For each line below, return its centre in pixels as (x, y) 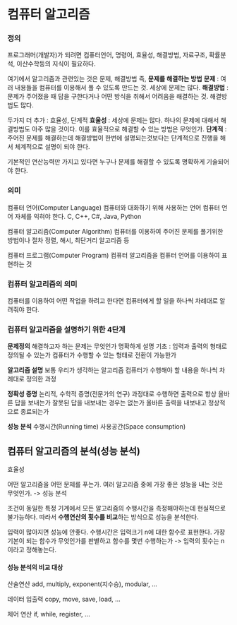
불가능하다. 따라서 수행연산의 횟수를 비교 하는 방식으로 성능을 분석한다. (103, 517)
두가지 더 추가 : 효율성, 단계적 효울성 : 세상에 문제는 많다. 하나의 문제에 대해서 (113, 120)
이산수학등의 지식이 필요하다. (56, 64)
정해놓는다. (41, 550)
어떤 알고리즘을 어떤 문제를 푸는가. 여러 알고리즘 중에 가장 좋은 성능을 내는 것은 (115, 484)
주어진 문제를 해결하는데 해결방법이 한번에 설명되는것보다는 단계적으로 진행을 (113, 138)
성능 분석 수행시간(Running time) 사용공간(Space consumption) (97, 427)
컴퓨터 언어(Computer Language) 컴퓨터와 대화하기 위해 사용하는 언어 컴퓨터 (114, 207)
